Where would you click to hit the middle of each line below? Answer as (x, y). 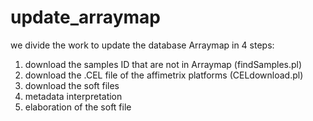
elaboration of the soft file (78, 107)
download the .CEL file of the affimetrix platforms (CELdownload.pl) (164, 75)
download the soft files (72, 85)
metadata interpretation (73, 96)
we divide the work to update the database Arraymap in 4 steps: (142, 45)
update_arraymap (85, 17)
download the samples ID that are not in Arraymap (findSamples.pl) (163, 64)
